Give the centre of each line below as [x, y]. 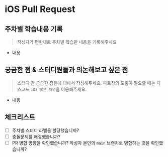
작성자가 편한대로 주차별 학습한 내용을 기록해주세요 [67, 42]
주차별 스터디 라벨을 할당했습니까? [45, 130]
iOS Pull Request [40, 9]
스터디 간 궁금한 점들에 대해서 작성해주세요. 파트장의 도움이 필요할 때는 [86, 83]
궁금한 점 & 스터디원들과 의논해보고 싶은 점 [66, 70]
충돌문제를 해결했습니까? [36, 136]
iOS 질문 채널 [43, 90]
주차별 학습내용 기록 [34, 29]
